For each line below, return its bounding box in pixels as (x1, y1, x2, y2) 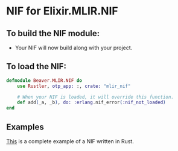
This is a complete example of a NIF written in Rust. (6, 138, 134, 145)
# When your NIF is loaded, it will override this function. (17, 94, 174, 100)
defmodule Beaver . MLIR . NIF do (6, 77, 83, 84)
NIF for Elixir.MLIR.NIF (6, 4, 119, 18)
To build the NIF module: (6, 28, 100, 39)
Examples (6, 122, 44, 132)
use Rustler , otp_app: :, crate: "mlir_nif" (17, 83, 131, 89)
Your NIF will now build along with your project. (14, 44, 133, 51)
